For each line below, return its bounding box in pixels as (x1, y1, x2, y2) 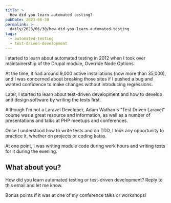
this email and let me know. (5, 182, 63, 188)
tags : (5, 31, 17, 36)
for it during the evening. (5, 148, 57, 154)
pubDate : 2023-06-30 (5, 17, 50, 22)
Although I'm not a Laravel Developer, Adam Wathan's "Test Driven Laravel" (5, 106, 165, 113)
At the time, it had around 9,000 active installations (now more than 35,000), (5, 70, 166, 76)
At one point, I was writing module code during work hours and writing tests (5, 143, 165, 149)
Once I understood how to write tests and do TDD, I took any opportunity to (5, 127, 164, 133)
